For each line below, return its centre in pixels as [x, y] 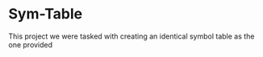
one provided [31, 44]
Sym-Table [46, 14]
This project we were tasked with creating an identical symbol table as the [131, 36]
